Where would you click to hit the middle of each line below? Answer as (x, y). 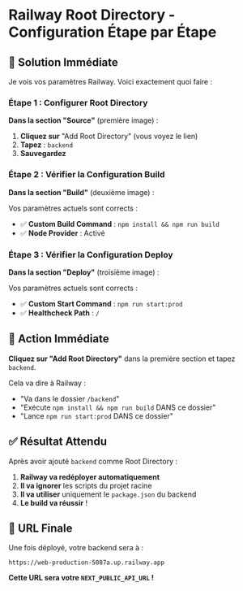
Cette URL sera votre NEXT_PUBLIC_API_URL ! (81, 578)
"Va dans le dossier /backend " (70, 398)
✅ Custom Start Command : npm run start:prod (102, 303)
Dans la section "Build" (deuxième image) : (81, 192)
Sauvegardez (43, 154)
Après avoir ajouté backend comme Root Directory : (93, 461)
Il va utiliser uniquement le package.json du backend (108, 494)
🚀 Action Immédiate (59, 339)
